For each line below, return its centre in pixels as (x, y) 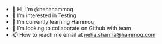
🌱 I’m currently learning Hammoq (53, 22)
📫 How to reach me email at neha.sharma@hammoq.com (84, 35)
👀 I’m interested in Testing (44, 15)
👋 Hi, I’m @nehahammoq (42, 9)
